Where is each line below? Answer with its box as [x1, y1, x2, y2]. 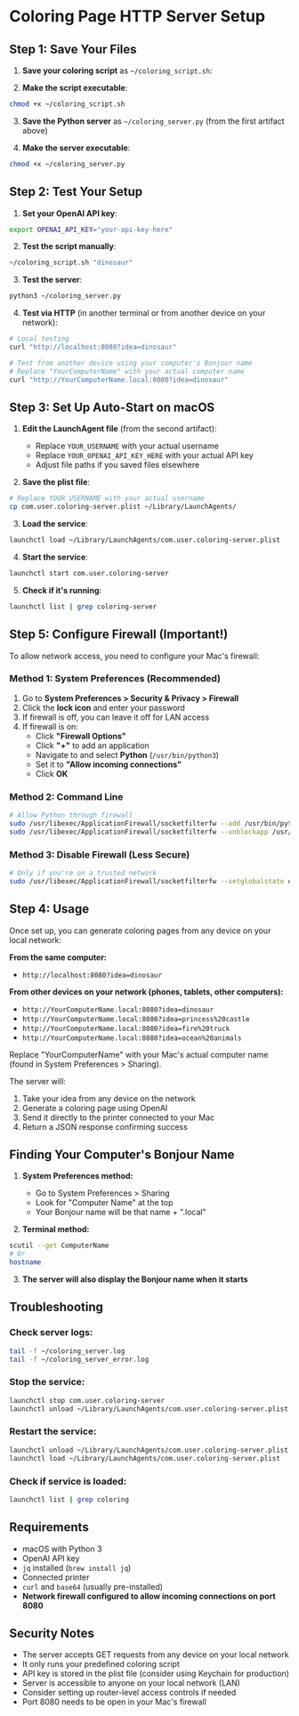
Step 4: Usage [9, 901, 90, 917]
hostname [9, 1258, 42, 1267]
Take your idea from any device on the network [21, 1092, 196, 1104]
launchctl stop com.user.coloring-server [9, 1396, 166, 1405]
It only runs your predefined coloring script [21, 1659, 180, 1670]
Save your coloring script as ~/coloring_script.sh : [21, 65, 213, 76]
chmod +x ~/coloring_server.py [9, 159, 125, 168]
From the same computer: [9, 952, 107, 963]
